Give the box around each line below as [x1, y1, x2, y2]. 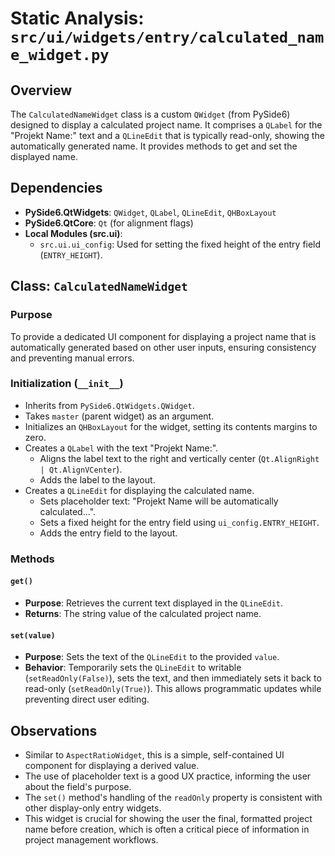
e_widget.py [10, 46, 110, 65]
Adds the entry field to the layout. [39, 527, 178, 539]
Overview [10, 82, 73, 99]
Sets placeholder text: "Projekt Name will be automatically [39, 495, 279, 507]
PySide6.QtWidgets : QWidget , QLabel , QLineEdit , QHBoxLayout [24, 206, 277, 218]
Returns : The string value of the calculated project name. [24, 607, 262, 619]
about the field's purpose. [24, 780, 132, 792]
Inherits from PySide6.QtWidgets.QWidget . [24, 399, 195, 411]
